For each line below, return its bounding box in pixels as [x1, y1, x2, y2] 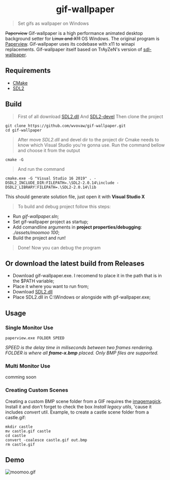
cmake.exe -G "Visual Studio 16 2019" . [5, 176, 92, 181]
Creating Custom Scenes [5, 387, 69, 394]
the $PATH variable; [12, 278, 55, 284]
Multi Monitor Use [5, 362, 51, 370]
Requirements [5, 66, 51, 75]
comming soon [5, 374, 37, 380]
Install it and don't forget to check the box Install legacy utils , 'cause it [5, 403, 152, 410]
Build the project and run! [12, 235, 66, 241]
